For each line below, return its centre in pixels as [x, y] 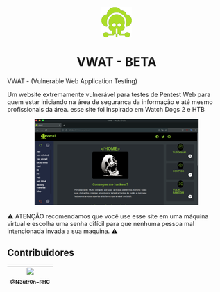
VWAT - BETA [117, 62]
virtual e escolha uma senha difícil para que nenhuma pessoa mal [101, 223]
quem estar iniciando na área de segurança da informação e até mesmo [110, 102]
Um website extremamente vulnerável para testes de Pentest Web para [109, 94]
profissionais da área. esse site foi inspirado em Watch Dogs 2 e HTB [106, 109]
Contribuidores [41, 253]
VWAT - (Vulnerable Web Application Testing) [72, 81]
